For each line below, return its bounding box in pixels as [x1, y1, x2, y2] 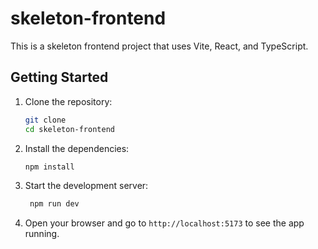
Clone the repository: [24, 95, 113, 107]
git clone [24, 115, 67, 125]
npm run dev [29, 199, 80, 209]
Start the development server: [24, 180, 149, 192]
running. [24, 228, 60, 240]
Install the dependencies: [24, 142, 130, 154]
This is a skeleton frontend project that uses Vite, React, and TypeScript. [10, 40, 309, 52]
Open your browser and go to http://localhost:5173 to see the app [24, 217, 305, 229]
